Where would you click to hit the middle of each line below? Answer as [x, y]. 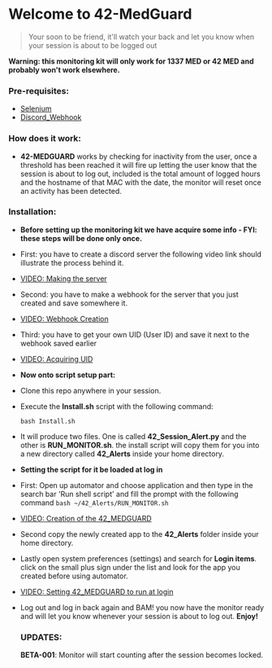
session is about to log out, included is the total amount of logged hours [140, 174]
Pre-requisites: [39, 90]
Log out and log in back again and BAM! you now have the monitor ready [142, 607]
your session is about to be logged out [93, 45]
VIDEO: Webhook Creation [64, 319]
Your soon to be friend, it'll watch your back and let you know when [141, 37]
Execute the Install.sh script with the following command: [117, 406]
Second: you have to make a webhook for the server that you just [130, 294]
